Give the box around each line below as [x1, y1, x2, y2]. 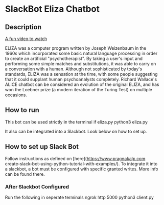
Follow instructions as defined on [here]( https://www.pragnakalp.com [5, 155, 145, 162]
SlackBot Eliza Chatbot [5, 3, 100, 15]
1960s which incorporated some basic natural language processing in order [5, 50, 158, 56]
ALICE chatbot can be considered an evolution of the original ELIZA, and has [5, 82, 159, 87]
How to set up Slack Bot [5, 143, 79, 151]
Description [5, 23, 42, 31]
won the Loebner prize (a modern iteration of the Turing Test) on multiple [5, 87, 153, 92]
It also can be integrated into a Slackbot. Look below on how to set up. [5, 128, 147, 134]
